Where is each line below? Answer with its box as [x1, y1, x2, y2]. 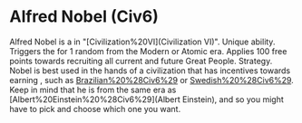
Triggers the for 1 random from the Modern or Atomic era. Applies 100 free [9, 45, 287, 56]
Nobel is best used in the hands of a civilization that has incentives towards [9, 65, 291, 76]
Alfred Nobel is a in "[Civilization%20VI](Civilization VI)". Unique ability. [9, 36, 276, 47]
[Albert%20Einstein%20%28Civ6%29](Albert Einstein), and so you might [9, 93, 284, 105]
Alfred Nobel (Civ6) [9, 6, 159, 27]
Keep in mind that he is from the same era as [9, 84, 177, 95]
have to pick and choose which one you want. [9, 103, 181, 114]
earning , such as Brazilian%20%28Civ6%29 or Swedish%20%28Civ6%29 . [9, 74, 295, 85]
